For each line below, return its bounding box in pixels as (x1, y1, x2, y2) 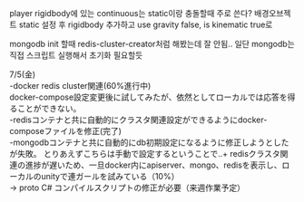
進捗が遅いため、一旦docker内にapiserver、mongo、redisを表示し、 (25, 159, 283, 170)
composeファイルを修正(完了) (9, 126, 123, 136)
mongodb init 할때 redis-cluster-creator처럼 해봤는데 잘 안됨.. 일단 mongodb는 (9, 39, 295, 49)
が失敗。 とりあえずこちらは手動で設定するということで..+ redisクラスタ (9, 149, 281, 159)
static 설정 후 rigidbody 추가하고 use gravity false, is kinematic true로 (18, 19, 273, 30)
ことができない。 (16, 103, 82, 113)
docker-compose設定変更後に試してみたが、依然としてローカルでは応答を (9, 91, 288, 102)
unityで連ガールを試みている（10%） (40, 171, 180, 181)
